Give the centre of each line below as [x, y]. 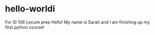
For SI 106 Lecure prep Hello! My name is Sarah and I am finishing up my [77, 22]
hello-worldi [30, 9]
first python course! [25, 27]
